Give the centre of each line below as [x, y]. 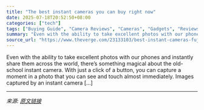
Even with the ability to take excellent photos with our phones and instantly [100, 57]
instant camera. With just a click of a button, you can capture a [103, 70]
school [15, 70]
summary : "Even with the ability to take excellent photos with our [95, 34]
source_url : [21, 40]
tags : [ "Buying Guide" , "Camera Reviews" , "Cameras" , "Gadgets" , [91, 29]
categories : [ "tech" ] [34, 23]
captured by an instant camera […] [49, 83]
